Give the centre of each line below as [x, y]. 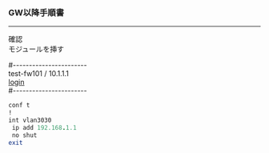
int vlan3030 [30, 121]
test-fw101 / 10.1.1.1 [39, 74]
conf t [19, 106]
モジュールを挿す [36, 49]
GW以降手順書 [36, 12]
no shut [24, 135]
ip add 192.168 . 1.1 [44, 127]
